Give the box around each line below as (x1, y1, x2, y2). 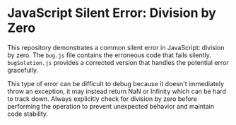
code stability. (7, 109, 48, 118)
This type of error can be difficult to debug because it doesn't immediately (7, 79, 225, 88)
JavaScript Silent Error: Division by (7, 5, 217, 21)
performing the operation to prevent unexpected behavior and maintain (7, 102, 214, 110)
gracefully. (7, 66, 39, 74)
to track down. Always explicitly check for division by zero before (7, 94, 198, 103)
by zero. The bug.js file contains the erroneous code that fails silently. (7, 51, 212, 59)
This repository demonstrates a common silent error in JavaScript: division (7, 43, 225, 52)
